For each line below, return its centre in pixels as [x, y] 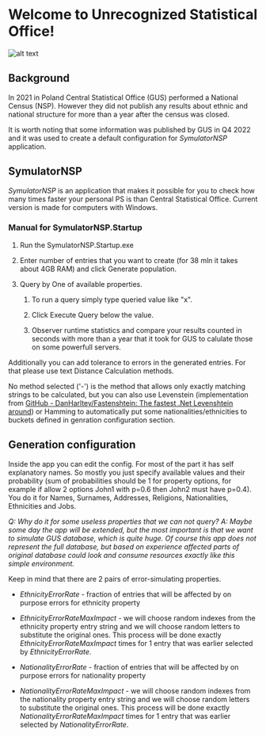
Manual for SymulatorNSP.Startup [75, 227]
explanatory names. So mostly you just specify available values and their [127, 472]
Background [39, 78]
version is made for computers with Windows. [83, 207]
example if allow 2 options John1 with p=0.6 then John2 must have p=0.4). [130, 489]
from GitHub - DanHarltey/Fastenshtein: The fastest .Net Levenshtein [121, 403]
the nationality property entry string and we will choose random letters [135, 699]
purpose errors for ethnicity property [80, 602]
